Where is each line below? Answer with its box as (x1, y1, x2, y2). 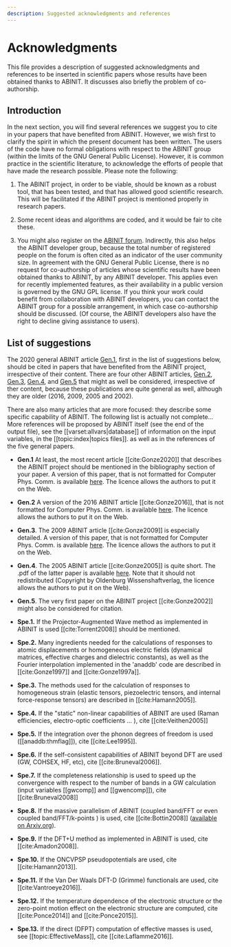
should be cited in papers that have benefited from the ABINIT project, (7, 363, 206, 371)
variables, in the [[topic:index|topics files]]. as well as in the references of (7, 435, 215, 443)
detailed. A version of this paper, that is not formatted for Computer (16, 534, 208, 542)
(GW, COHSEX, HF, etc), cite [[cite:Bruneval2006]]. (16, 758, 162, 766)
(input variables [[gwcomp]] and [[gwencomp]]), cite (16, 786, 167, 794)
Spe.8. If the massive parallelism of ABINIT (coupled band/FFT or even (16, 807, 218, 815)
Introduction (7, 104, 62, 116)
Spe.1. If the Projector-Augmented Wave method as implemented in (16, 618, 208, 626)
